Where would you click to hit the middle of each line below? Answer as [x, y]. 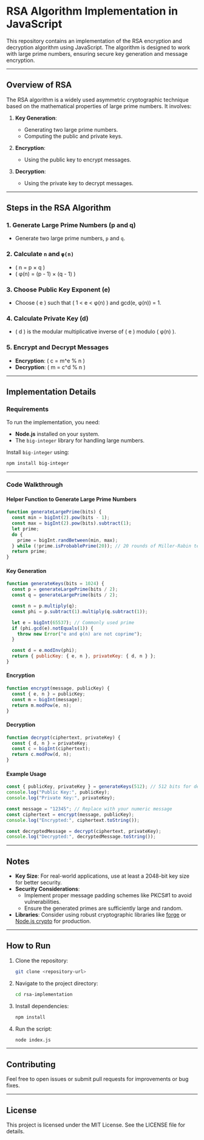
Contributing [31, 1064]
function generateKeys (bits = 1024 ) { [55, 584]
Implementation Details [51, 392]
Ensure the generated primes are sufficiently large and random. [104, 908]
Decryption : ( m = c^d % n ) [50, 367]
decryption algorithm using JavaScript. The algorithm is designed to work [98, 47]
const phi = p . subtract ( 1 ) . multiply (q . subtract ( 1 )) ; [80, 611]
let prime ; [25, 529]
